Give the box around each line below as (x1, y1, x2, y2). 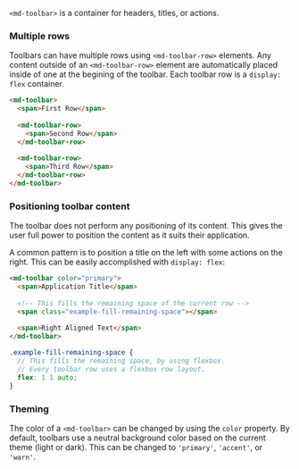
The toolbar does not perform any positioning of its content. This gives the (9, 221, 283, 231)
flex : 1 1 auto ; (17, 373, 78, 382)
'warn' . (9, 451, 36, 462)
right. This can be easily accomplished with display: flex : (9, 256, 226, 267)
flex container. (9, 79, 65, 89)
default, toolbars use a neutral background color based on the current (9, 432, 266, 443)
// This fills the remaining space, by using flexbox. (17, 356, 226, 365)
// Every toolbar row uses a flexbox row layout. (17, 364, 205, 373)
